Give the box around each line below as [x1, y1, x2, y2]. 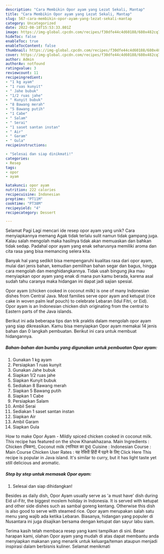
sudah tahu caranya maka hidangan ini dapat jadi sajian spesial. [5, 278, 133, 285]
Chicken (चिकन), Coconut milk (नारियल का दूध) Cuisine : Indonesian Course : [5, 444, 151, 450]
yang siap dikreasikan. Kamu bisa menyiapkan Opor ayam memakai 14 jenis [5, 323, 157, 329]
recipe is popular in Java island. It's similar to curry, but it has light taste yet [5, 455, 157, 461]
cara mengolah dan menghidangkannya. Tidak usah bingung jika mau [5, 268, 145, 274]
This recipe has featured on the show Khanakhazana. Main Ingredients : [5, 439, 150, 445]
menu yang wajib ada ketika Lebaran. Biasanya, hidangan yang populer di [5, 514, 153, 519]
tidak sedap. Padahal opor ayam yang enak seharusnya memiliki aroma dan [5, 243, 157, 249]
